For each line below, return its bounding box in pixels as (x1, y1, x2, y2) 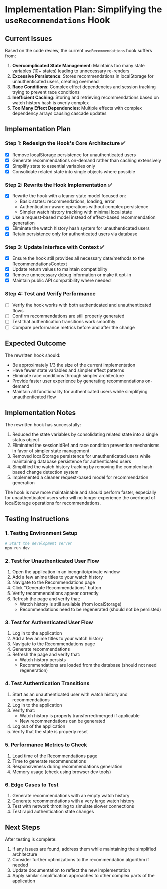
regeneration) (19, 667, 48, 673)
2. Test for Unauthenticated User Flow (5, 557, 99, 564)
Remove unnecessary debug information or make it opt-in (12, 272, 131, 278)
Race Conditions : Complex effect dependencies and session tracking (12, 84, 156, 90)
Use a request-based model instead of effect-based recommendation (12, 214, 156, 220)
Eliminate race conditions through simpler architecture (12, 373, 124, 379)
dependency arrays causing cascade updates (12, 110, 107, 116)
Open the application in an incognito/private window (12, 568, 120, 575)
